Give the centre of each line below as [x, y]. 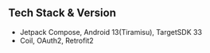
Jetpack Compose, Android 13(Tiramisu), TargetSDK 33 [111, 32]
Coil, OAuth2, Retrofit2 [56, 40]
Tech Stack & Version [62, 13]
